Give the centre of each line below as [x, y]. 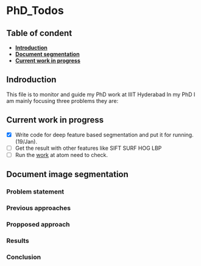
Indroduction [31, 80]
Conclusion [24, 257]
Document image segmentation [68, 174]
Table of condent [39, 33]
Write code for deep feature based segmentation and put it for [93, 135]
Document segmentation [48, 54]
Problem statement [35, 192]
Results [18, 240]
